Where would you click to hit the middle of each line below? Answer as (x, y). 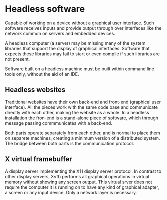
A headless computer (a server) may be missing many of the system (75, 43)
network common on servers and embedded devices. (60, 33)
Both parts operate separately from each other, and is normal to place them (83, 133)
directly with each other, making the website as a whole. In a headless (77, 112)
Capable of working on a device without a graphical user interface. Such (80, 23)
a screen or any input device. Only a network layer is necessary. (71, 192)
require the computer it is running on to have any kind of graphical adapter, (82, 187)
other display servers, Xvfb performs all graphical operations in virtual (77, 176)
